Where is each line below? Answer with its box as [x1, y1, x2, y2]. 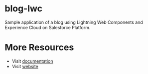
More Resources [4, 42, 74, 53]
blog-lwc [4, 3, 43, 14]
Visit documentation [11, 58, 53, 64]
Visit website [11, 63, 38, 69]
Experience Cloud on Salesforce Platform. [4, 24, 91, 30]
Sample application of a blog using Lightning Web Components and [4, 19, 143, 25]
